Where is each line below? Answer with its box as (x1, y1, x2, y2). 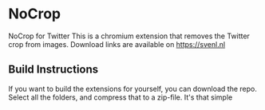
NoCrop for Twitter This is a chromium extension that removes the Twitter (8, 31, 250, 41)
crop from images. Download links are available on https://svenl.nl (8, 39, 226, 49)
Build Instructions (8, 63, 99, 77)
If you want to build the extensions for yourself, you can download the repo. (8, 84, 257, 93)
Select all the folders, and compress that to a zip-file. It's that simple (8, 92, 233, 102)
